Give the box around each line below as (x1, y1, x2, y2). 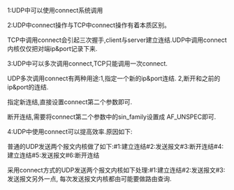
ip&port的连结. (7, 83, 49, 91)
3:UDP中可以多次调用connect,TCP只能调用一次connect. (7, 59, 168, 68)
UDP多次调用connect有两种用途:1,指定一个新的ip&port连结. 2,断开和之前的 (7, 74, 221, 82)
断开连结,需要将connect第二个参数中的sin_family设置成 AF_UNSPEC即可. (7, 112, 217, 121)
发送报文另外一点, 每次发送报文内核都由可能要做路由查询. (7, 175, 173, 183)
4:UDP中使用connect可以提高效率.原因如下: (7, 128, 133, 136)
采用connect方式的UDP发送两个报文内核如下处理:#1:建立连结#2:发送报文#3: (7, 166, 226, 174)
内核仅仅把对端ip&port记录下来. (7, 45, 98, 52)
